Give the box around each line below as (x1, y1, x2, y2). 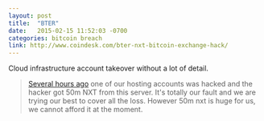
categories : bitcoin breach (8, 34, 103, 42)
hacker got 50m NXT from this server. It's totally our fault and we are (27, 87, 256, 97)
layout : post (8, 11, 52, 20)
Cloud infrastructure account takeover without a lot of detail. (8, 63, 209, 73)
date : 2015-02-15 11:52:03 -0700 (8, 26, 128, 34)
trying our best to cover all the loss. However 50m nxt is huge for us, (27, 96, 256, 106)
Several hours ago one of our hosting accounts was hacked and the (27, 79, 254, 89)
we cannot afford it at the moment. (27, 105, 143, 115)
